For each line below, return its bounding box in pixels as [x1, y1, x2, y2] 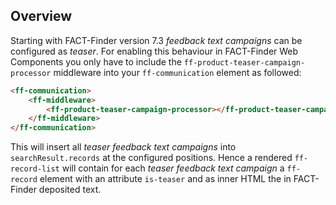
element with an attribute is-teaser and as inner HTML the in [39, 173, 292, 185]
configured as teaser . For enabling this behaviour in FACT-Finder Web [10, 45, 299, 57]
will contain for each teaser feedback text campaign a [61, 162, 285, 174]
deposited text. [38, 184, 102, 196]
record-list [10, 164, 60, 174]
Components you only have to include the [10, 55, 182, 68]
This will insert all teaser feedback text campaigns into [10, 141, 237, 153]
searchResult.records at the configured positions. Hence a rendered [10, 152, 293, 164]
